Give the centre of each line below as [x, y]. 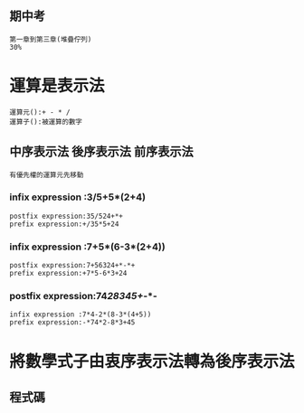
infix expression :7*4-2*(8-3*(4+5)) [81, 314]
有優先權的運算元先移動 [47, 174]
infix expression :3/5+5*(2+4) [78, 197]
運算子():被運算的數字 [46, 122]
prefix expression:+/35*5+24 [64, 224]
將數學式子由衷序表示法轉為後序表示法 [152, 361]
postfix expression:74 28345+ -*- [84, 296]
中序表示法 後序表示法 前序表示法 [101, 152]
